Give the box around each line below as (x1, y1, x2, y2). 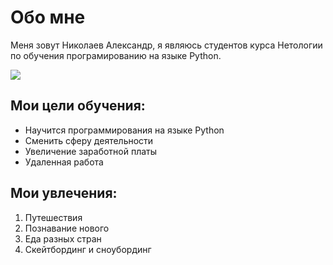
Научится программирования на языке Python (24, 124, 225, 136)
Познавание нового (24, 222, 110, 234)
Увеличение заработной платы (24, 145, 158, 157)
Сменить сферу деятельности (24, 134, 154, 146)
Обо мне (10, 6, 86, 29)
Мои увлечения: (10, 185, 118, 202)
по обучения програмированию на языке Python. (10, 49, 222, 61)
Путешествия (24, 211, 83, 223)
